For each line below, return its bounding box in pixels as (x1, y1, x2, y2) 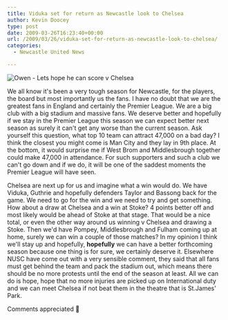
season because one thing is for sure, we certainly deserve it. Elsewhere (7, 247, 214, 256)
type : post (7, 23, 39, 30)
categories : (7, 42, 41, 49)
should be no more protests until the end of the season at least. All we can (7, 269, 219, 277)
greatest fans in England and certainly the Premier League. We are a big (7, 102, 212, 110)
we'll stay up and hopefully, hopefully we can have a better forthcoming (7, 240, 213, 248)
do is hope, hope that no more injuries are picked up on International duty (7, 276, 216, 285)
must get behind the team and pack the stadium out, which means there (7, 262, 212, 270)
